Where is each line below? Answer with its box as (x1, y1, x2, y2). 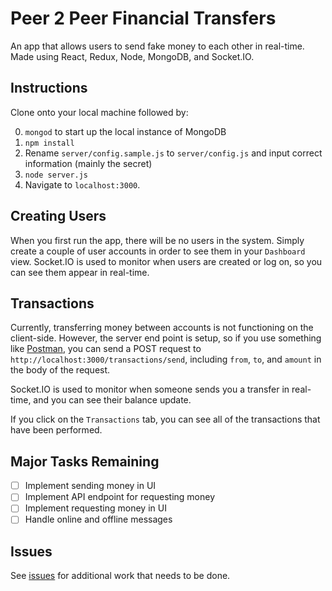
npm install (24, 138, 75, 148)
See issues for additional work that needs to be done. (10, 570, 231, 582)
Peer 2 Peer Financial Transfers (10, 7, 277, 30)
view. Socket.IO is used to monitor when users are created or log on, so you (10, 255, 323, 267)
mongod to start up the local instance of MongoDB (24, 125, 227, 137)
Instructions (10, 80, 88, 97)
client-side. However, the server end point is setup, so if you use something (10, 332, 322, 344)
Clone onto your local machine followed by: (10, 106, 189, 118)
